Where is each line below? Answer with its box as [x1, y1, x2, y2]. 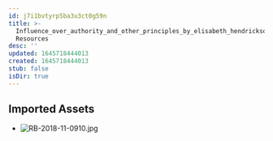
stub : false [8, 65, 49, 73]
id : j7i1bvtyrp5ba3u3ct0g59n [8, 11, 107, 20]
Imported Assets [8, 102, 95, 116]
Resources [15, 34, 49, 43]
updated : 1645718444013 [8, 49, 89, 58]
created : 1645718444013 [8, 58, 89, 66]
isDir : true [8, 72, 49, 80]
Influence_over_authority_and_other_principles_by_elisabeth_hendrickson [15, 27, 271, 35]
